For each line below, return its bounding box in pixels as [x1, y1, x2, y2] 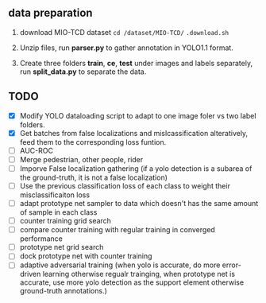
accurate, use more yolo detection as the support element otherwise [19, 278, 245, 287]
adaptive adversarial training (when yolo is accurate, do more [19, 260, 221, 270]
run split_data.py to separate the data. [19, 67, 147, 76]
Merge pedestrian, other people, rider [19, 154, 144, 164]
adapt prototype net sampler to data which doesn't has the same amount [19, 199, 259, 208]
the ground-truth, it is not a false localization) [19, 173, 168, 182]
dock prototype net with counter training [19, 251, 152, 261]
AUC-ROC [19, 146, 54, 155]
